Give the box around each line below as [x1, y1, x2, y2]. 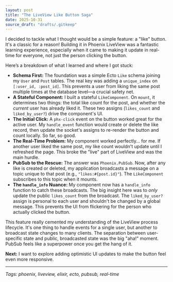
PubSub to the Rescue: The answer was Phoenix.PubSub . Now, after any [12, 160, 166, 166]
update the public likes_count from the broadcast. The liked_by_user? [12, 192, 163, 199]
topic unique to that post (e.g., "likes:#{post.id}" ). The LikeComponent [12, 171, 164, 177]
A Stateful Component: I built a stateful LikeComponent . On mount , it [12, 94, 155, 100]
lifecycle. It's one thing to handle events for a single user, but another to [5, 224, 158, 231]
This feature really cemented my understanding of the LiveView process [5, 219, 159, 225]
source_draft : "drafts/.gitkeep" [5, 22, 77, 27]
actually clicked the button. [12, 209, 71, 215]
